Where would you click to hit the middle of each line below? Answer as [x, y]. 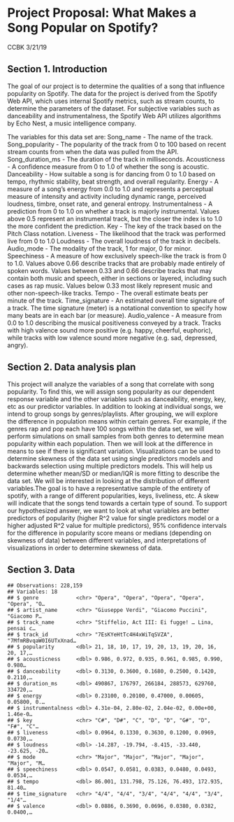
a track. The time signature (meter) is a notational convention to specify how [117, 308]
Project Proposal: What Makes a [102, 13]
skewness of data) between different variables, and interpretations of [107, 540]
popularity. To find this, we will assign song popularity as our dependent [111, 391]
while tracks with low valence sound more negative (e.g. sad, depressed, [112, 337]
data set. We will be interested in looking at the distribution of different [108, 480]
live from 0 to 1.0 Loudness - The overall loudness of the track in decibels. [114, 241]
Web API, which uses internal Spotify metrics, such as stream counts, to [111, 101]
